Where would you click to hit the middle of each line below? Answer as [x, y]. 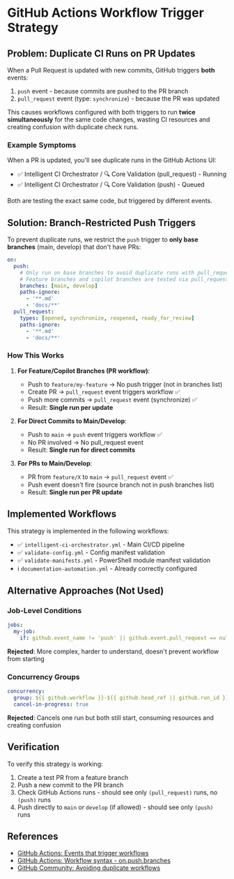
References [33, 837]
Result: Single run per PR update [75, 492]
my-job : [25, 632]
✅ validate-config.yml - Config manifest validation [91, 552]
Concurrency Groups [44, 677]
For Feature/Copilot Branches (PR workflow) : [84, 371]
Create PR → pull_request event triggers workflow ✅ [104, 392]
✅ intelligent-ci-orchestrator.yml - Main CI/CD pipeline [101, 544]
